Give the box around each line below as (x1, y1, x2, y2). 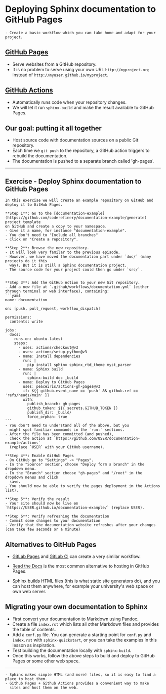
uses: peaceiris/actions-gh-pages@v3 (23, 384, 100, 389)
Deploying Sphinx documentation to (5, 3, 156, 15)
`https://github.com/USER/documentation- (53, 436, 140, 441)
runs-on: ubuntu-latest (14, 336, 63, 342)
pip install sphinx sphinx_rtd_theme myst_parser (27, 363, 132, 368)
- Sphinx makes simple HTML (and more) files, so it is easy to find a (5, 672, 156, 677)
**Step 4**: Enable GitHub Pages (5, 454, 74, 459)
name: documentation (5, 298, 48, 303)
